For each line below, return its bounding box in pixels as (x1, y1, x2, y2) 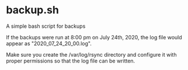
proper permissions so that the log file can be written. (6, 57, 135, 64)
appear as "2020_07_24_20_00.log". (6, 40, 92, 47)
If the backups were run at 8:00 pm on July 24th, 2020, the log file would (6, 34, 182, 40)
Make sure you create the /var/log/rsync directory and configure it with (6, 51, 177, 58)
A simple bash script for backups (6, 23, 86, 30)
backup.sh (6, 3, 60, 17)
